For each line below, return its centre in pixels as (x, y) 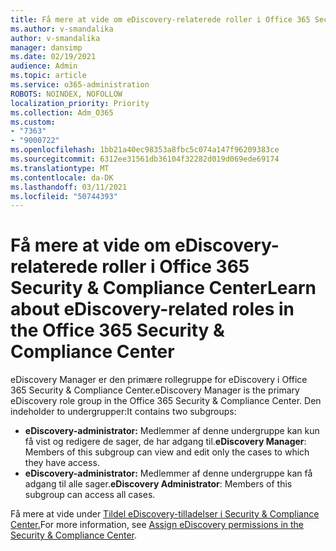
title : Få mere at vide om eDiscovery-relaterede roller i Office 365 (160, 19)
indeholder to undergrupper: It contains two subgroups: (123, 412)
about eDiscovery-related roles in (152, 309)
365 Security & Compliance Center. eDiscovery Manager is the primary (155, 390)
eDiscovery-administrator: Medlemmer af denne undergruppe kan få (168, 473)
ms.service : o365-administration (80, 85)
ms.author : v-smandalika (62, 29)
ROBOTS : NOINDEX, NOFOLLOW (66, 94)
